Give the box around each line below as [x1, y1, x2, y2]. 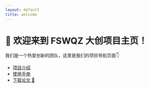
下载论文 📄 [12, 77, 35, 83]
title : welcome [5, 12, 37, 17]
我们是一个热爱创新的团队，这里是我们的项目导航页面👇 [5, 52, 120, 58]
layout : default [5, 7, 39, 12]
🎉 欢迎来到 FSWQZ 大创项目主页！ [5, 35, 147, 46]
